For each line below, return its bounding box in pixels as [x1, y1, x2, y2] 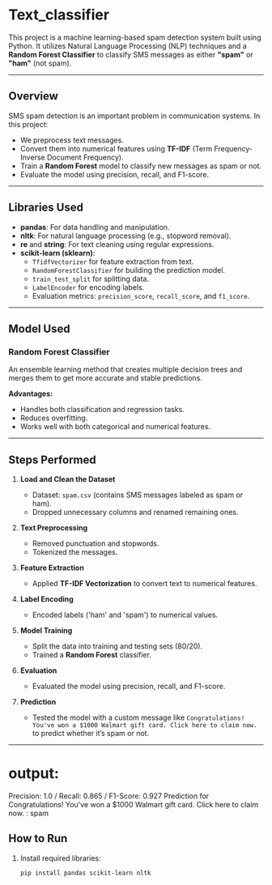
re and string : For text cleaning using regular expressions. [19, 239, 215, 249]
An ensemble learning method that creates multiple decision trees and [8, 364, 243, 374]
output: [8, 764, 59, 783]
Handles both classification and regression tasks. [19, 405, 185, 415]
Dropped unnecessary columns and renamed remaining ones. [32, 508, 239, 517]
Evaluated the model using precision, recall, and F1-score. [32, 682, 226, 691]
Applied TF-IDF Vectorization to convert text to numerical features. [32, 579, 257, 589]
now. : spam [8, 808, 49, 818]
